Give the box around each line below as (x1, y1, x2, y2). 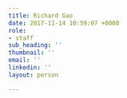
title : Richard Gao (8, 11, 73, 20)
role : (8, 26, 26, 34)
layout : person (8, 71, 59, 79)
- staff (8, 33, 34, 42)
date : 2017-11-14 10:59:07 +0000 (8, 19, 120, 27)
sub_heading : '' (8, 41, 62, 49)
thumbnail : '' (8, 49, 56, 57)
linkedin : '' (8, 64, 52, 72)
